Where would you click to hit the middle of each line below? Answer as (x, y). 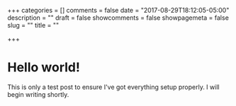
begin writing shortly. (38, 94)
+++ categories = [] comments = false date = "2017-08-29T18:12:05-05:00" (118, 10)
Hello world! (44, 67)
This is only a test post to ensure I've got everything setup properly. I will (113, 87)
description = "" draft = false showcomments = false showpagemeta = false (118, 18)
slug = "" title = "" (33, 25)
